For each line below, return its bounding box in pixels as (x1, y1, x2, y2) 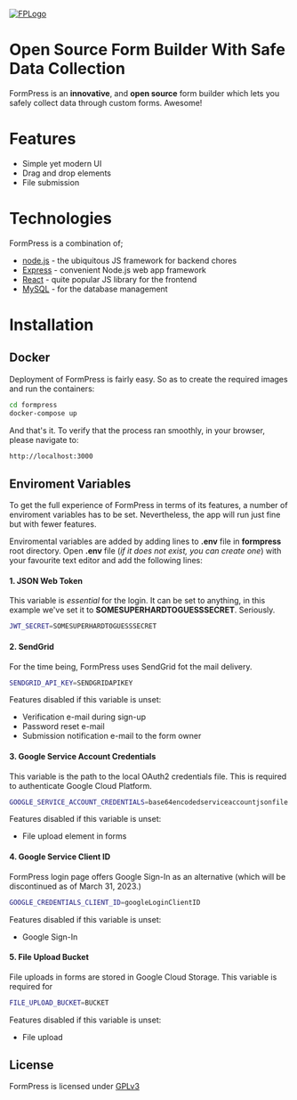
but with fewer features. (9, 519, 97, 529)
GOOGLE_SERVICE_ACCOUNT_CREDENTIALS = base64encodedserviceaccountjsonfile (9, 798, 289, 807)
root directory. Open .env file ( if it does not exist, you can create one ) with (9, 546, 282, 556)
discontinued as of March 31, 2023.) (9, 881, 142, 891)
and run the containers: (9, 383, 95, 394)
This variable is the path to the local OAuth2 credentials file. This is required (9, 771, 287, 782)
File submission (21, 176, 80, 187)
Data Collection (9, 59, 126, 79)
